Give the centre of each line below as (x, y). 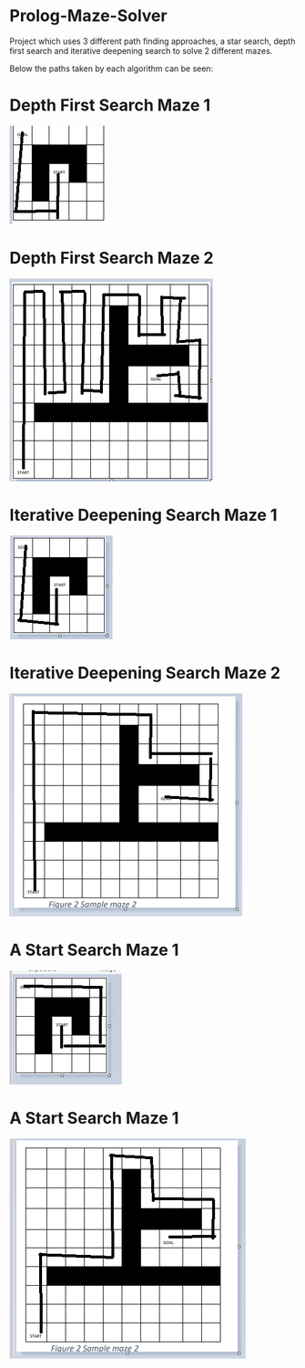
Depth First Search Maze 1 (110, 105)
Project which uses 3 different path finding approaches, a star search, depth (152, 41)
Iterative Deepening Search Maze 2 (145, 673)
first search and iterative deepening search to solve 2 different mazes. (141, 50)
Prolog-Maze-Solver (88, 16)
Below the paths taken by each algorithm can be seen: (112, 68)
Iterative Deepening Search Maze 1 (143, 515)
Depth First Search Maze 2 (112, 259)
